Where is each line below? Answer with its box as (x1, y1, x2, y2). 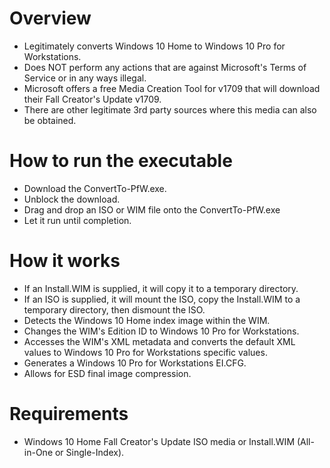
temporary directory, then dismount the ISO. (23, 303, 206, 316)
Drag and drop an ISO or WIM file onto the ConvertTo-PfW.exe (23, 203, 281, 216)
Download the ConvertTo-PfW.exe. (23, 182, 167, 194)
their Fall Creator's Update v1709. (23, 93, 162, 105)
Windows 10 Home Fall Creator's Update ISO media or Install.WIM (23, 435, 296, 447)
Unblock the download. (23, 193, 121, 205)
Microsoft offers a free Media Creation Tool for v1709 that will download (23, 82, 321, 94)
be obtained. (23, 114, 77, 126)
